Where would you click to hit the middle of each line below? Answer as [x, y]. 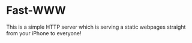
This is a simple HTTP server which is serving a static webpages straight [96, 27]
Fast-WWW [36, 10]
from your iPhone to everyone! [44, 33]
